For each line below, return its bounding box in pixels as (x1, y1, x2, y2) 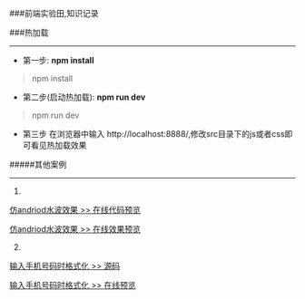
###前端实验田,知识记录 (9, 8, 99, 18)
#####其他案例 (9, 159, 67, 169)
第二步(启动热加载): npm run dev (22, 92, 146, 102)
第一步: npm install (22, 55, 94, 65)
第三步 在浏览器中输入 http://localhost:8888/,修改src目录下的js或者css (22, 129, 285, 139)
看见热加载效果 (30, 140, 87, 150)
